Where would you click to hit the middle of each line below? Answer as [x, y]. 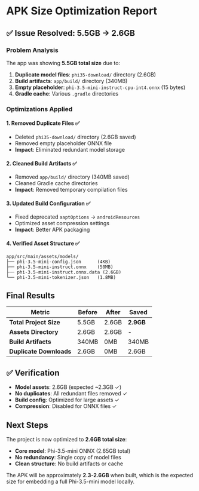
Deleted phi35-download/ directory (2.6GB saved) [75, 137]
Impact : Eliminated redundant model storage [70, 150]
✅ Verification [33, 372]
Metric [40, 312]
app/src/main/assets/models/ [42, 256]
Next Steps [27, 425]
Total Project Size [35, 323]
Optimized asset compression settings [62, 223]
